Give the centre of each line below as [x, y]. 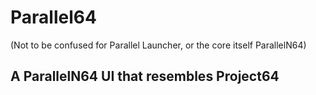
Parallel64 [53, 17]
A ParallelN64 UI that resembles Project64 [145, 76]
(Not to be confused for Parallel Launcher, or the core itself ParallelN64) [158, 45]
